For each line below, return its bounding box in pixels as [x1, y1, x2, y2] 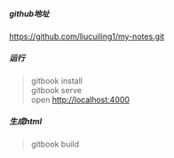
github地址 [9, 8, 51, 19]
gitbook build [30, 138, 80, 149]
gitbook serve [30, 84, 83, 95]
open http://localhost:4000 [30, 94, 130, 105]
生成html [9, 115, 43, 126]
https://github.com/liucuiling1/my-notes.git [9, 31, 165, 42]
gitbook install [30, 75, 83, 86]
